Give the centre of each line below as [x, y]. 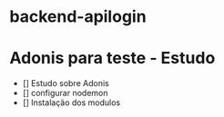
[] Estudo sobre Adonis [66, 83]
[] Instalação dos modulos [71, 102]
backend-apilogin [78, 17]
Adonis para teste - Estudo [112, 58]
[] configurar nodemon [65, 93]
